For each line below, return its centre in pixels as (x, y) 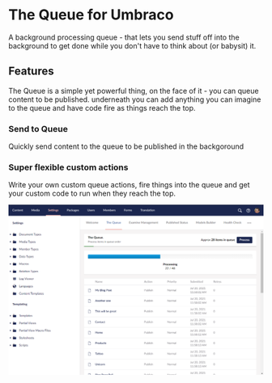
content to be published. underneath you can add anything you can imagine (135, 99)
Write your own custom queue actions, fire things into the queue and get (129, 185)
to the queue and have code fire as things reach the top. (102, 107)
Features (31, 72)
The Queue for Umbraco (91, 15)
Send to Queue (38, 128)
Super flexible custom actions (68, 167)
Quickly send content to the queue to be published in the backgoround (126, 146)
